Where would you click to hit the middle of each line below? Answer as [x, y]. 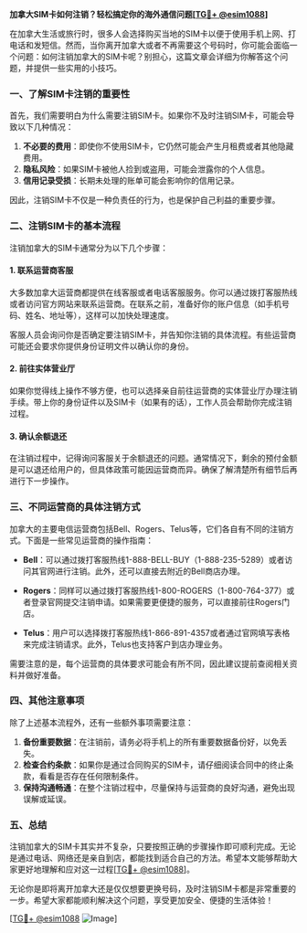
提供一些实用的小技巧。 [77, 68]
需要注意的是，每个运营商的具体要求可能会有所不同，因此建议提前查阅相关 [149, 663]
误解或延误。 [47, 799]
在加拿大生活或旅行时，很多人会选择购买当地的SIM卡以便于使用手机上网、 [149, 34]
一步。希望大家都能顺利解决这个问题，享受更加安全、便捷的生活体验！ [142, 900]
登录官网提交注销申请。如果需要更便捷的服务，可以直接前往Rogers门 [160, 601]
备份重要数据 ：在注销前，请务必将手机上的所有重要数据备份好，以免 [151, 742]
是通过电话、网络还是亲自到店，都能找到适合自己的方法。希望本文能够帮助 [149, 858]
